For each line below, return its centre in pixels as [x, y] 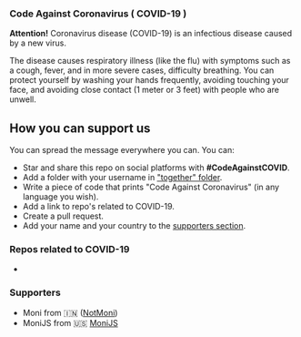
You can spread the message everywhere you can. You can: [122, 150]
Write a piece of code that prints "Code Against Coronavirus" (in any [151, 187]
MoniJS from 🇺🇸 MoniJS [70, 322]
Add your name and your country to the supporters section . [134, 226]
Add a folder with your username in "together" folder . [122, 178]
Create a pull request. [63, 216]
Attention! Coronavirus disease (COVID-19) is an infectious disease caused [151, 34]
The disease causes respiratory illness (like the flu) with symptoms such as [150, 61]
